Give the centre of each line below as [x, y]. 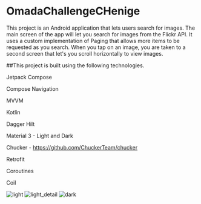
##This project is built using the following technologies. [75, 65]
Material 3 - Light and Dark [40, 136]
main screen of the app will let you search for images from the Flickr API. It [99, 34]
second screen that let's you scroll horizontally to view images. [85, 53]
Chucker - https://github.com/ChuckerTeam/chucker [72, 147]
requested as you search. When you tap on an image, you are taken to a [96, 47]
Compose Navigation [32, 88]
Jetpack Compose [29, 77]
